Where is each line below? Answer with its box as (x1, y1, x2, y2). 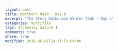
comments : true (5, 30, 36, 34)
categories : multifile (5, 20, 51, 26)
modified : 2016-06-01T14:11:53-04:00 (5, 39, 82, 44)
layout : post (5, 7, 32, 12)
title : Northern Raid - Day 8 (5, 12, 67, 17)
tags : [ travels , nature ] (5, 25, 57, 30)
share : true (5, 34, 29, 39)
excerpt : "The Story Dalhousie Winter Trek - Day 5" (5, 16, 114, 21)
